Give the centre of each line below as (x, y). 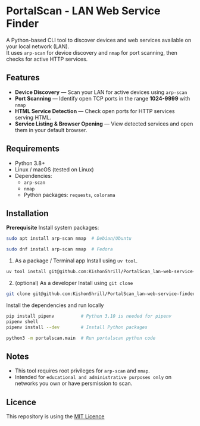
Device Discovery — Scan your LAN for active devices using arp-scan (101, 92)
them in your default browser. (51, 130)
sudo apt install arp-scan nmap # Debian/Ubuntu (69, 239)
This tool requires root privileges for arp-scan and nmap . (82, 371)
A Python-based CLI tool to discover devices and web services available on (99, 40)
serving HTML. (33, 117)
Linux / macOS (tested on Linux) (54, 169)
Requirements (33, 149)
